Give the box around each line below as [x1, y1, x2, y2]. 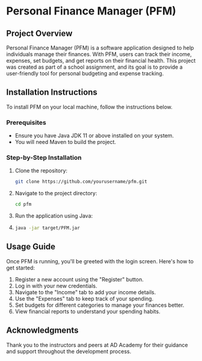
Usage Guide [6, 242, 56, 252]
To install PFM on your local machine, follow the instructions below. [6, 103, 173, 110]
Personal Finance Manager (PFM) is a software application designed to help [6, 44, 194, 51]
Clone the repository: [14, 167, 68, 174]
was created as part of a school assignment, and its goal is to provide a [6, 63, 183, 71]
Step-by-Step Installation [6, 154, 82, 162]
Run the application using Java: [14, 212, 93, 219]
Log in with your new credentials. [14, 282, 97, 289]
